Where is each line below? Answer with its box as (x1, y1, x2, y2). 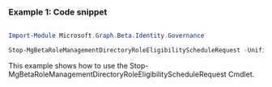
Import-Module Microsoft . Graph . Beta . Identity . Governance (8, 31, 205, 40)
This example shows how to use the (8, 61, 128, 71)
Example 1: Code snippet (8, 6, 108, 18)
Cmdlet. (227, 69, 255, 79)
